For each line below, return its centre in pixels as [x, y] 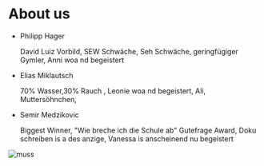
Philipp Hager [42, 36]
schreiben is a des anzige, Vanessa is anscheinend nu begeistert [127, 138]
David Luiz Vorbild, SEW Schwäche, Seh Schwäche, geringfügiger [129, 51]
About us [39, 14]
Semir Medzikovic [50, 115]
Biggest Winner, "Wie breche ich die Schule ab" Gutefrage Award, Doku [138, 130]
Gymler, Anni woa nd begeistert [72, 60]
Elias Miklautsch [46, 75]
